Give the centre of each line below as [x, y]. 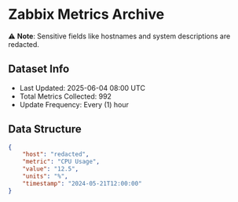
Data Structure [45, 130]
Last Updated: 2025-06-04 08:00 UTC [82, 88]
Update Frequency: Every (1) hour [74, 104]
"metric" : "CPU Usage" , [61, 162]
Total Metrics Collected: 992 [66, 96]
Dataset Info [39, 69]
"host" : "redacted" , [56, 154]
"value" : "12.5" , [51, 169]
